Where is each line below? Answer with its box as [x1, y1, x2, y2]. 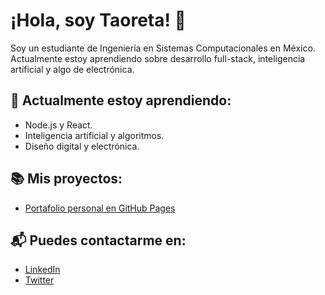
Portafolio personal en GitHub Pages [24, 202, 176, 214]
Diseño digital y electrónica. [24, 140, 140, 152]
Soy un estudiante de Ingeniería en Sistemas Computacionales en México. [10, 42, 316, 54]
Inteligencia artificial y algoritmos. [24, 129, 165, 141]
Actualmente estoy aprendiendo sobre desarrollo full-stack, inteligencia [10, 52, 306, 64]
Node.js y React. [24, 119, 93, 131]
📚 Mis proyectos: [10, 170, 123, 188]
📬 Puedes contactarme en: [10, 232, 187, 249]
